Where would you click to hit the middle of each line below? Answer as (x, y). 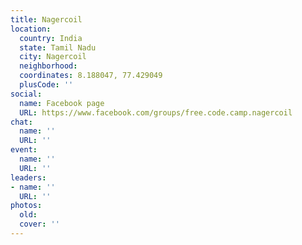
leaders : (28, 177)
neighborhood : (48, 66)
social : (26, 94)
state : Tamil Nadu (58, 47)
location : (31, 29)
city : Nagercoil (53, 57)
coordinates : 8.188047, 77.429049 (91, 76)
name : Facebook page (62, 103)
